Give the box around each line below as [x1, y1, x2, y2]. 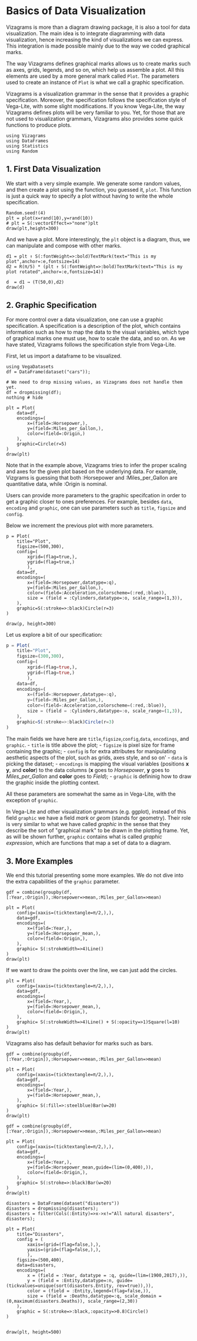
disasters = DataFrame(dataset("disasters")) [6, 1200, 119, 1207]
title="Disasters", [16, 1232, 65, 1237]
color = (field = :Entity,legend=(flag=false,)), [27, 1288, 151, 1294]
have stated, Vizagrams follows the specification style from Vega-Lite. [6, 341, 176, 348]
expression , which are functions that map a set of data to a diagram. [6, 839, 172, 846]
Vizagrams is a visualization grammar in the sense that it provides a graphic [6, 90, 189, 97]
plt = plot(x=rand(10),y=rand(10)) [6, 215, 94, 221]
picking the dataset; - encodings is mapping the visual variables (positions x [6, 760, 189, 767]
